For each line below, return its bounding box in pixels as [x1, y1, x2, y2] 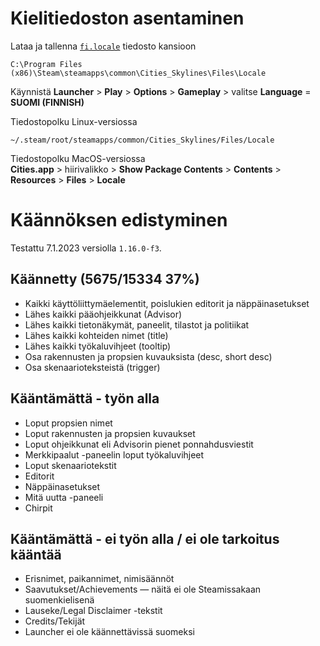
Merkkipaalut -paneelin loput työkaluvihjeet [24, 448, 205, 461]
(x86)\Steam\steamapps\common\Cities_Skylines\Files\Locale [10, 68, 267, 78]
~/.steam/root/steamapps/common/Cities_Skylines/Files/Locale [10, 135, 275, 145]
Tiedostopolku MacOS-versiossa [10, 152, 146, 164]
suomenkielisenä [24, 594, 95, 606]
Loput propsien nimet [24, 417, 113, 429]
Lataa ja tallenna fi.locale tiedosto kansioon [10, 40, 197, 52]
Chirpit [24, 502, 53, 514]
